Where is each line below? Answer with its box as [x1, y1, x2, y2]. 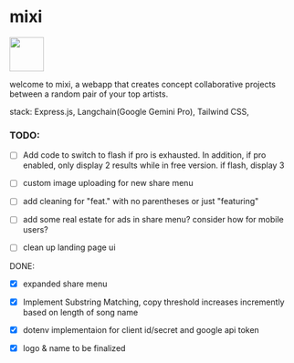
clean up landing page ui [22, 242, 116, 253]
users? [22, 224, 48, 235]
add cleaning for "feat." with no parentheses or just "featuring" [22, 196, 259, 207]
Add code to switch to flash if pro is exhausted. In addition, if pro [22, 150, 267, 161]
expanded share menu [22, 278, 108, 289]
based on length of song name [22, 306, 139, 317]
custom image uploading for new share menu [22, 178, 194, 189]
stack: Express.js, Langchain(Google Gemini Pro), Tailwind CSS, [9, 106, 249, 117]
